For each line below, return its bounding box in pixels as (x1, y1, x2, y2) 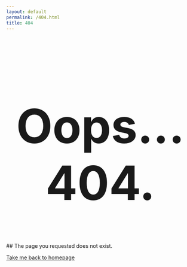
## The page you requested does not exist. (6, 242, 112, 250)
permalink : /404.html (6, 14, 60, 20)
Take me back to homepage (6, 254, 75, 261)
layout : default (6, 8, 47, 15)
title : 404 (6, 20, 33, 26)
